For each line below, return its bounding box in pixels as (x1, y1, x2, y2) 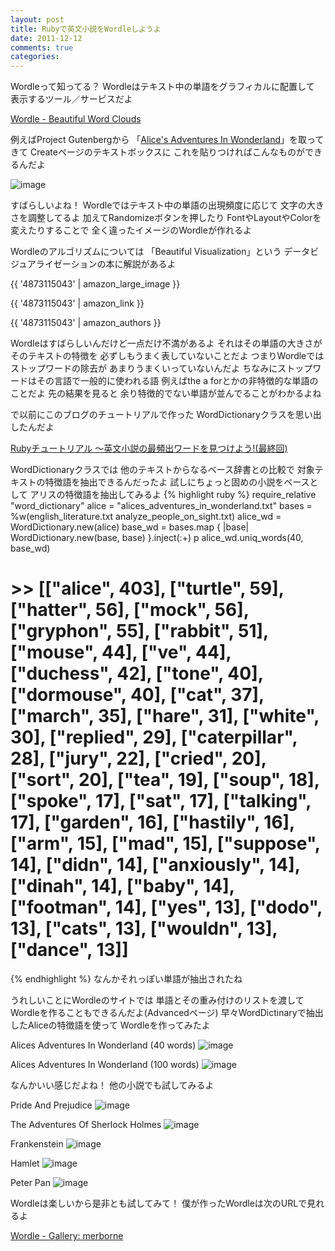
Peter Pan (10, 1177, 51, 1189)
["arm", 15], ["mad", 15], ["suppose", (10, 832, 321, 855)
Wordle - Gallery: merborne (10, 1230, 124, 1242)
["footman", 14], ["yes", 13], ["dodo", (10, 896, 323, 919)
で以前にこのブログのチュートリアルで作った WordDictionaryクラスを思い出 (10, 409, 322, 421)
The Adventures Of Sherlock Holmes (10, 1119, 162, 1131)
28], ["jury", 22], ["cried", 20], (10, 747, 267, 770)
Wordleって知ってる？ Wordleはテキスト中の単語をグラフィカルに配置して (10, 81, 315, 93)
